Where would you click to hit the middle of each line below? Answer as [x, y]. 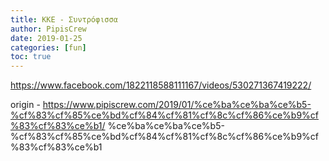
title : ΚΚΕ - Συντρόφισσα [64, 19]
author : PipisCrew [48, 29]
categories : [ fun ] [48, 47]
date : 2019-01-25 [46, 38]
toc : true [31, 57]
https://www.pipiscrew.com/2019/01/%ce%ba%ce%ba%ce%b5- [177, 105]
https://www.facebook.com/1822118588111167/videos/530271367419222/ [161, 85]
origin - [25, 105]
